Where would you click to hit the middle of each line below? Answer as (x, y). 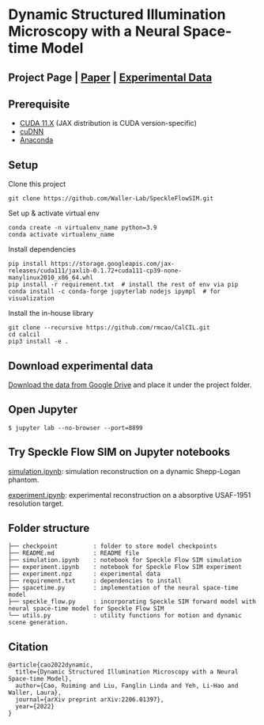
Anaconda (36, 140)
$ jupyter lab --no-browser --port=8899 (76, 428)
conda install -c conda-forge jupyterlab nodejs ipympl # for (115, 292)
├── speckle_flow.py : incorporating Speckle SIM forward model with (132, 602)
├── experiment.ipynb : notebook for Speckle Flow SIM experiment (125, 567)
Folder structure (49, 528)
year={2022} (35, 707)
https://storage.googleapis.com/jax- (113, 264)
